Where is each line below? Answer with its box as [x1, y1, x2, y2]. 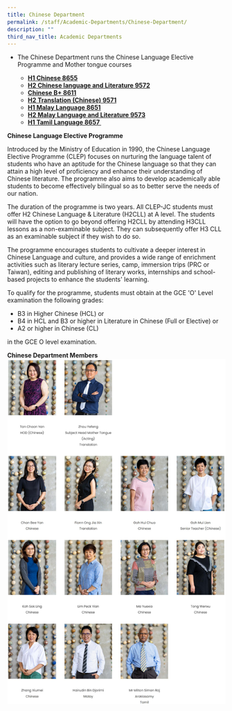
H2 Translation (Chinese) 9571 [27, 96, 117, 104]
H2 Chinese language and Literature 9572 [27, 81, 150, 90]
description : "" [7, 26, 54, 33]
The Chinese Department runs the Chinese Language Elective [17, 53, 194, 62]
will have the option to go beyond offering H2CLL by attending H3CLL [7, 217, 206, 226]
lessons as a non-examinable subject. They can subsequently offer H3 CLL [7, 225, 222, 233]
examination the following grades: [7, 296, 104, 305]
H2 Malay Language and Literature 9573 [27, 111, 146, 119]
